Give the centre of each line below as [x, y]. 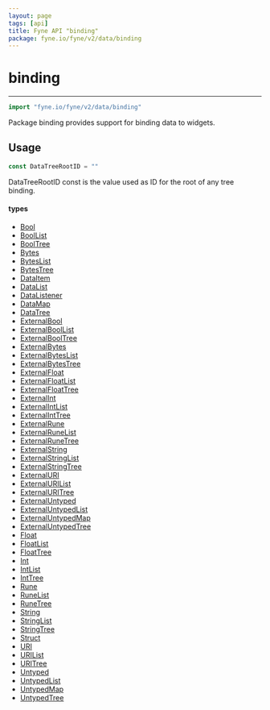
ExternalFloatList [48, 380]
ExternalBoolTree [49, 338]
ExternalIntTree [45, 415]
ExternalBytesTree [50, 363]
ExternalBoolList [47, 329]
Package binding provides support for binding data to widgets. [112, 122]
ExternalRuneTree [49, 441]
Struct [30, 637]
